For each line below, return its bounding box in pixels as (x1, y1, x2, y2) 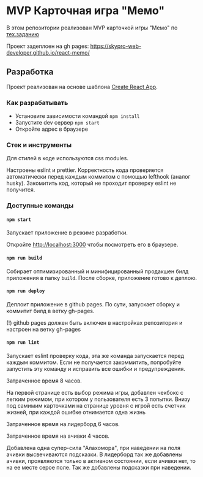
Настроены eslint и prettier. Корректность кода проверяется (6, 166, 164, 174)
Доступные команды (6, 201, 74, 210)
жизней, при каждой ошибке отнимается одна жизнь (6, 409, 146, 416)
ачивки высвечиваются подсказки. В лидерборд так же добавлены (6, 451, 183, 458)
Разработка (6, 67, 54, 77)
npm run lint (6, 339, 40, 346)
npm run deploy (6, 288, 45, 295)
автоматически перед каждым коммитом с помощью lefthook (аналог (6, 173, 191, 180)
